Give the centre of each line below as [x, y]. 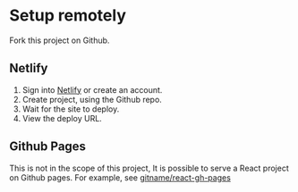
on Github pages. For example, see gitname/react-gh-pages [120, 177]
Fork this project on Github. [60, 40]
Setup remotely [68, 16]
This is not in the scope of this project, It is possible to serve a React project [149, 168]
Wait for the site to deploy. [71, 109]
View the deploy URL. [62, 118]
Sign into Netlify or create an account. [92, 89]
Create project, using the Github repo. [92, 99]
